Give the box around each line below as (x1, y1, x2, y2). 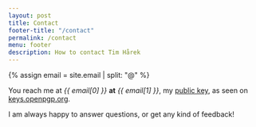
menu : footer (8, 41, 52, 49)
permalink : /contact (8, 33, 77, 42)
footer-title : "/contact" (8, 26, 94, 34)
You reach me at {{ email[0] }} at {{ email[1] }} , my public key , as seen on (8, 86, 249, 95)
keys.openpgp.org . (8, 94, 70, 103)
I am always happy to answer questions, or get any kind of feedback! (8, 110, 235, 119)
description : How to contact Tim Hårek (8, 48, 141, 56)
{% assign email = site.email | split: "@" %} (8, 71, 150, 79)
